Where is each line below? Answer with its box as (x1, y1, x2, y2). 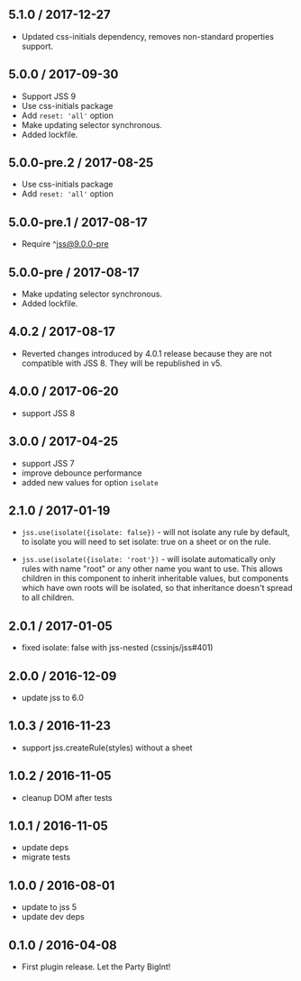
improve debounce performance (21, 468, 142, 478)
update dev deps (21, 912, 85, 922)
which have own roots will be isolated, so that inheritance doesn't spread (21, 583, 293, 594)
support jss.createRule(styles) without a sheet (21, 742, 193, 753)
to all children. (21, 592, 75, 603)
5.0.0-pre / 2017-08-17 (8, 265, 141, 280)
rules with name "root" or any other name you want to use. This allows (21, 563, 283, 575)
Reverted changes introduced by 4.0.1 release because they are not (21, 348, 272, 359)
